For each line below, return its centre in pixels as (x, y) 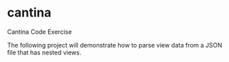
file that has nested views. (44, 52)
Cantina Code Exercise (40, 32)
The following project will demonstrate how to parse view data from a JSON (115, 45)
